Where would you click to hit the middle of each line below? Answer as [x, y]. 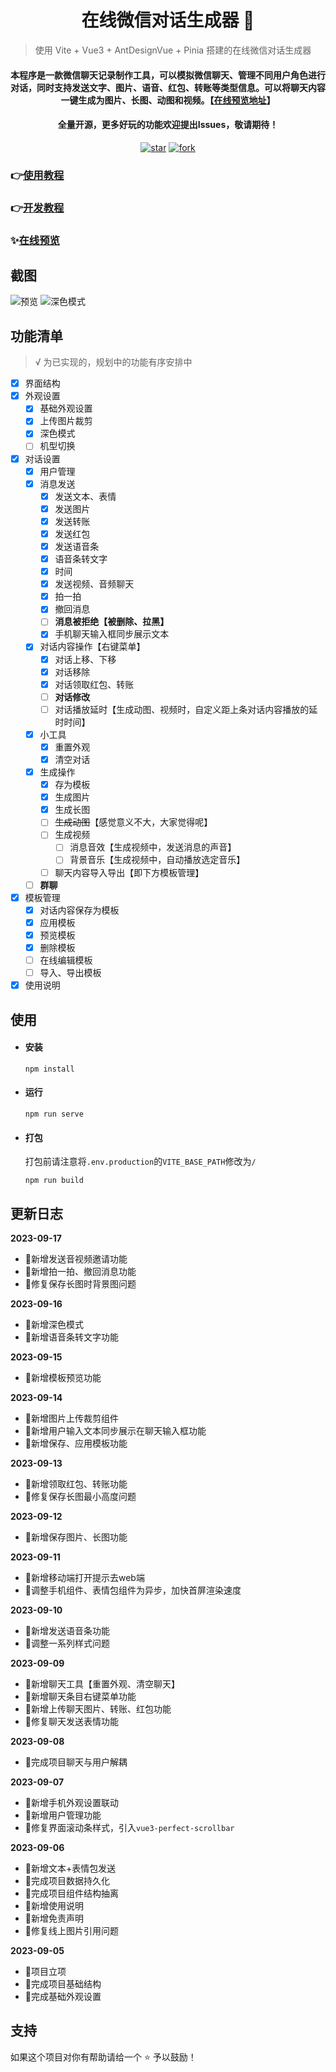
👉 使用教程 [37, 175]
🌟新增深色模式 [54, 1324]
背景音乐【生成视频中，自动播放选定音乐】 [157, 860]
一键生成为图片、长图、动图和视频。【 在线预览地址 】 [168, 100]
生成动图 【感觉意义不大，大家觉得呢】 [133, 822]
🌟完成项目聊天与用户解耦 [76, 1762]
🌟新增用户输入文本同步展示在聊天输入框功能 [115, 1430]
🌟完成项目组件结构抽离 [71, 1893]
